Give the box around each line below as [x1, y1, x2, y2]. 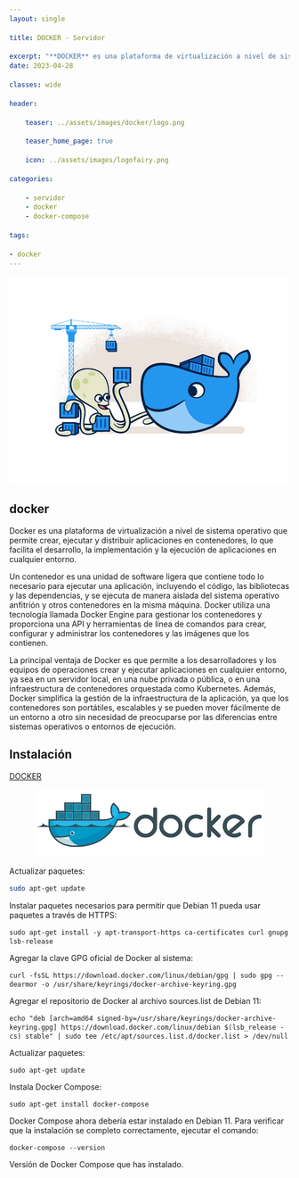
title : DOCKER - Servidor [9, 33, 105, 42]
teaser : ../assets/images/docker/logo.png [25, 118, 185, 127]
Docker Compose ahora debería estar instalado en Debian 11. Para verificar [9, 1116, 285, 1126]
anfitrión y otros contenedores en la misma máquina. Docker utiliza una [9, 599, 271, 610]
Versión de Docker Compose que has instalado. [9, 1158, 184, 1169]
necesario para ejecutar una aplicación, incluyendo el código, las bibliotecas [9, 580, 290, 591]
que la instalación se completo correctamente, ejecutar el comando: [9, 1124, 259, 1135]
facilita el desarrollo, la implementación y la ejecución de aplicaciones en [9, 544, 277, 555]
